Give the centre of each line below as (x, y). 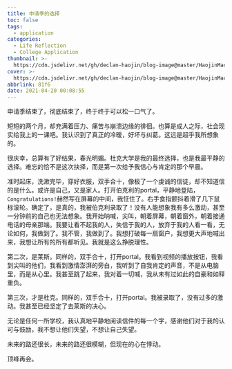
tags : (15, 26)
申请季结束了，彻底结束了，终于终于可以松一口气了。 (83, 111)
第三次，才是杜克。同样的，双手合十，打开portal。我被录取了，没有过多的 (112, 298)
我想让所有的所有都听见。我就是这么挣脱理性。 (86, 242)
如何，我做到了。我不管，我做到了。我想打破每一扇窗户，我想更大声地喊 (116, 233)
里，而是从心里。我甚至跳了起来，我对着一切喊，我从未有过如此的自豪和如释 (116, 274)
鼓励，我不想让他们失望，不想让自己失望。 (79, 330)
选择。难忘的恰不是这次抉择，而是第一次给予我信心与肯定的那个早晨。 (107, 167)
